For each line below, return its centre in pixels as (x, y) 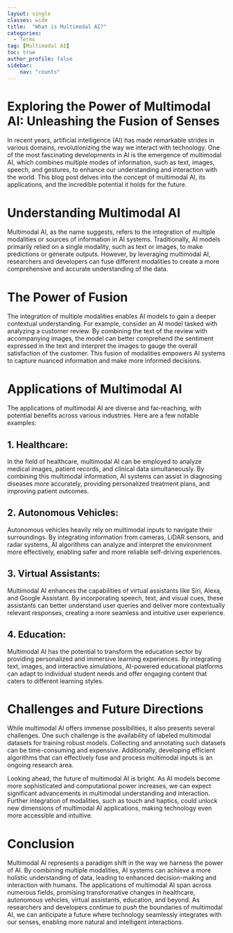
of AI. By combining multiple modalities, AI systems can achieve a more (109, 870)
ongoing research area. (41, 765)
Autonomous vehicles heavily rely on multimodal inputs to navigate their (110, 529)
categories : (24, 33)
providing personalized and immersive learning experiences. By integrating (114, 659)
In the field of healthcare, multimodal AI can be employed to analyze (105, 462)
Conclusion (41, 844)
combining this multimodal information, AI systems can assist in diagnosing (114, 477)
